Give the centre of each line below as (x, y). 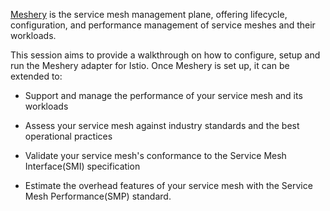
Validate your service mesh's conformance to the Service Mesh (155, 155)
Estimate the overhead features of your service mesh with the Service (168, 185)
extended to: (36, 76)
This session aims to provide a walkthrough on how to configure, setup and (165, 55)
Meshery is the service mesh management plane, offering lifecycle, (149, 14)
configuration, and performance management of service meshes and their (163, 25)
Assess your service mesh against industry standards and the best (162, 125)
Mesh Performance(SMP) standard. (98, 196)
